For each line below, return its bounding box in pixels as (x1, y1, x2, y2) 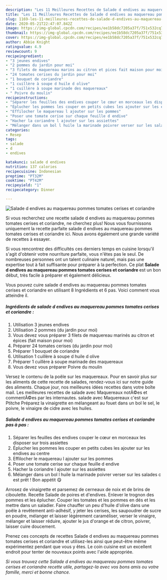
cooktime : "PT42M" (5, 178, 44, 183)
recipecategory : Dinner (5, 188, 55, 193)
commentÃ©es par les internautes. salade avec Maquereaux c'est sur (5, 394, 149, 400)
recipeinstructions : (5, 95, 49, 100)
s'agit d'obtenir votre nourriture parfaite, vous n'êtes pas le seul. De (5, 251, 144, 257)
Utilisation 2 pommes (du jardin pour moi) (12, 327, 98, 333)
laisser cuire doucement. (5, 523, 56, 529)
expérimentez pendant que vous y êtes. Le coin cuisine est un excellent (5, 543, 152, 550)
